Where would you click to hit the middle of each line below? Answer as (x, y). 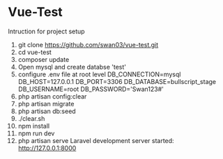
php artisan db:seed (47, 111)
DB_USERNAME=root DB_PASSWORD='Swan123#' (91, 89)
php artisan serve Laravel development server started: (96, 140)
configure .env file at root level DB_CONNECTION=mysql (99, 74)
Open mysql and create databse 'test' (72, 67)
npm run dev (36, 133)
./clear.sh (31, 118)
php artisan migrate (46, 103)
